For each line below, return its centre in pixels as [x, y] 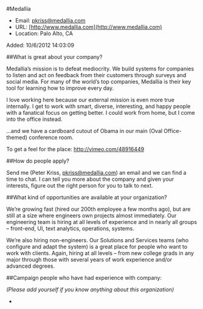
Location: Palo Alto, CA [44, 33]
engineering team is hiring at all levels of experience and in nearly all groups [102, 222]
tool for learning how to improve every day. [60, 88]
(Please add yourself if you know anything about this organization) [90, 290]
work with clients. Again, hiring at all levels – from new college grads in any [100, 253]
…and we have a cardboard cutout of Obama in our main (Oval [84, 131]
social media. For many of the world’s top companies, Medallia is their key [99, 82]
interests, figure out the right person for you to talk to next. [80, 185]
